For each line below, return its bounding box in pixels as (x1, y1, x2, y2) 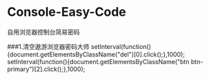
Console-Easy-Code (7, 4, 126, 20)
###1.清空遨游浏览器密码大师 (7, 42, 90, 50)
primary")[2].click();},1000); (7, 65, 86, 73)
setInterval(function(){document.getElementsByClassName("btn (7, 57, 190, 66)
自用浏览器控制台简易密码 (7, 28, 80, 36)
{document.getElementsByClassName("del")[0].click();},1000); (7, 50, 185, 59)
